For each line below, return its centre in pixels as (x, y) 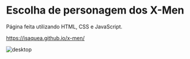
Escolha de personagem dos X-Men (95, 10)
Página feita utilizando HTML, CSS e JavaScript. (64, 27)
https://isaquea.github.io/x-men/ (46, 38)
